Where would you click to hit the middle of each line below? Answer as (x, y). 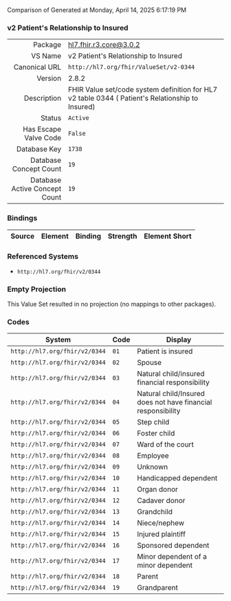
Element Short (168, 236)
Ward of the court (165, 444)
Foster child (156, 433)
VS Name (46, 56)
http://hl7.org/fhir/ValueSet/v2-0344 (131, 67)
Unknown (153, 467)
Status (51, 118)
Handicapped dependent (177, 478)
